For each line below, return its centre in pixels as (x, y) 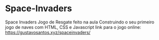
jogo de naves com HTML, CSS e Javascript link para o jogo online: (73, 27)
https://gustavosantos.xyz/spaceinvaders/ (48, 32)
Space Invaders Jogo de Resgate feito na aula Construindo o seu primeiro (80, 22)
